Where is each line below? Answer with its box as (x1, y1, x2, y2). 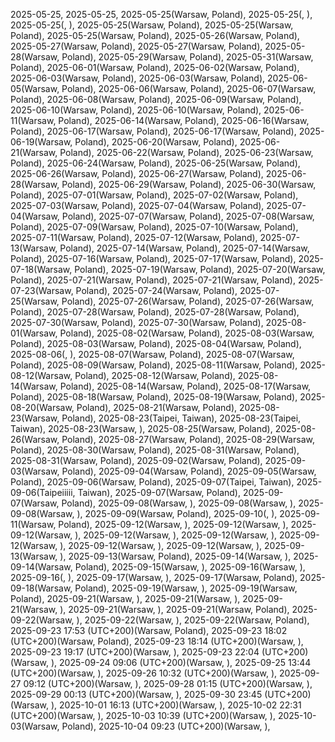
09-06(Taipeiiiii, (10, 487, 76, 498)
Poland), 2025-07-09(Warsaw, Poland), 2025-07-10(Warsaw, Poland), (10, 221, 299, 233)
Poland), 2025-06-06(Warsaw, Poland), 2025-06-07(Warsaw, (61, 83, 317, 94)
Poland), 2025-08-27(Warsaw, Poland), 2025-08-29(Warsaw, (61, 434, 315, 445)
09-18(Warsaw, (10, 582, 73, 594)
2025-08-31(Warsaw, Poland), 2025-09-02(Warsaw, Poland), (10, 455, 263, 466)
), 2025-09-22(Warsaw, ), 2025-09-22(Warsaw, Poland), (76, 614, 310, 626)
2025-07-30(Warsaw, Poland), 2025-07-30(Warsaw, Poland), (10, 317, 264, 328)
